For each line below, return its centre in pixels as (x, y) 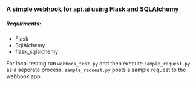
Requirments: (24, 24)
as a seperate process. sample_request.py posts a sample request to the (96, 70)
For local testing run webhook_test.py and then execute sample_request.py (98, 63)
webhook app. (24, 76)
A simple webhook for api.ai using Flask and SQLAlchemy (93, 9)
